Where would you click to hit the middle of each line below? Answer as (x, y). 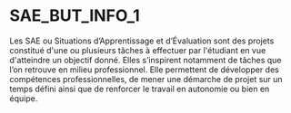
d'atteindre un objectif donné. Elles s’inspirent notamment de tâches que (145, 60)
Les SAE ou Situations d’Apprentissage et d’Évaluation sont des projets (142, 41)
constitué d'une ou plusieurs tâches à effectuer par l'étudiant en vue (138, 50)
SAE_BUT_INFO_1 (75, 16)
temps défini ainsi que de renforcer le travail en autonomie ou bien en (140, 89)
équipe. (24, 98)
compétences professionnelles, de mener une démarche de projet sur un (146, 79)
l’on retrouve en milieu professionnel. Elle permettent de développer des (144, 70)
